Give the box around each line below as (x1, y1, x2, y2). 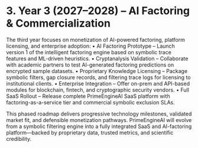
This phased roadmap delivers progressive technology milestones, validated (6, 110, 192, 117)
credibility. (6, 135, 32, 142)
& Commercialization (6, 17, 111, 30)
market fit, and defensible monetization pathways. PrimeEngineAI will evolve (6, 116, 192, 123)
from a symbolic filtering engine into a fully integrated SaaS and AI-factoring (6, 123, 192, 130)
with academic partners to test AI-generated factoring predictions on (6, 61, 174, 68)
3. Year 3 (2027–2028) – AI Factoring (6, 4, 190, 18)
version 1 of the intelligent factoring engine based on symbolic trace (6, 48, 171, 55)
